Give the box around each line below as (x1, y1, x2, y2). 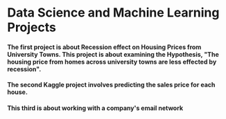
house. (7, 88, 28, 96)
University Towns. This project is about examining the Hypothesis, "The (7, 50, 220, 58)
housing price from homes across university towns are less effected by (7, 57, 217, 66)
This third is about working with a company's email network (7, 104, 184, 112)
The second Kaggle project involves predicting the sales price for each (7, 81, 216, 89)
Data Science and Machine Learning (7, 5, 220, 21)
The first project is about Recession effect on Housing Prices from (7, 43, 202, 51)
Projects (7, 19, 57, 35)
